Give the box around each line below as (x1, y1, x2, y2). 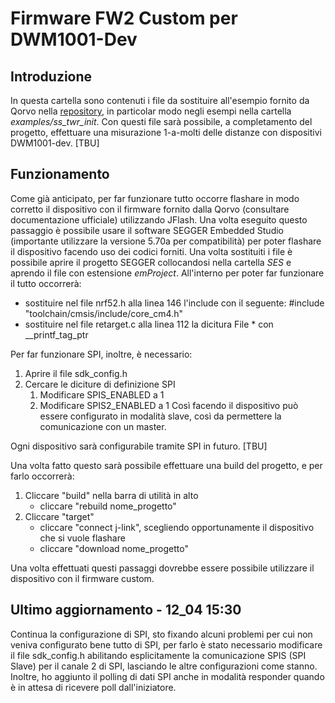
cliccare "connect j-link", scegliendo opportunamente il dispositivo (39, 521, 315, 533)
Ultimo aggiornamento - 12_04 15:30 (10, 602, 242, 619)
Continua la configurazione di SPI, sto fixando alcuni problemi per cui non (10, 628, 313, 640)
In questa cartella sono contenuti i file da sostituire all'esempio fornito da (10, 95, 310, 106)
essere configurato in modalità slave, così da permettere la (39, 410, 282, 422)
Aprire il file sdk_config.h (24, 367, 128, 379)
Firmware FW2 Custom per (10, 7, 238, 30)
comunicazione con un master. (39, 420, 167, 432)
